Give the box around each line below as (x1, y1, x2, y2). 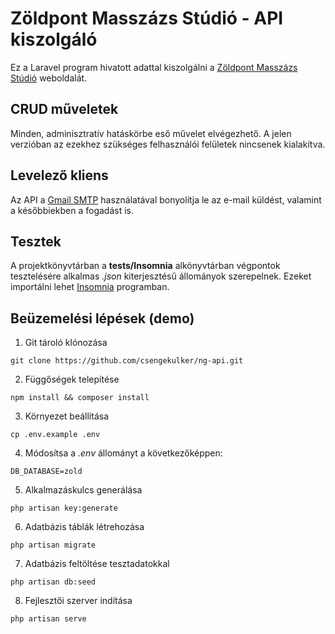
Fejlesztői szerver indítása (24, 595, 133, 607)
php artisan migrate (10, 540, 97, 551)
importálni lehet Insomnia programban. (10, 281, 170, 293)
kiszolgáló (10, 28, 98, 51)
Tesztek (10, 233, 62, 250)
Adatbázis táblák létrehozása (24, 521, 145, 533)
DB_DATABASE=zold (10, 467, 83, 477)
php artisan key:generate (10, 503, 118, 514)
